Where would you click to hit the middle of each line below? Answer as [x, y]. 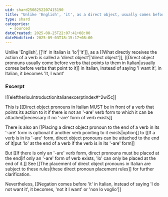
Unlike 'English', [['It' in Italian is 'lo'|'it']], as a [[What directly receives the [81, 52]
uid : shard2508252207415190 [34, 10]
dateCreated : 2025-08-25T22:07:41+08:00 [48, 33]
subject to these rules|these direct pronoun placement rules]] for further [79, 169]
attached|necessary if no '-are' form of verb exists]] [59, 118]
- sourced [20, 29]
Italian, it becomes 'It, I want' [35, 73]
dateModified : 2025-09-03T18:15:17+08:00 [49, 38]
